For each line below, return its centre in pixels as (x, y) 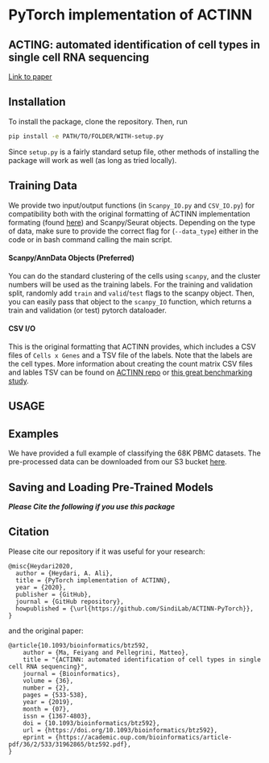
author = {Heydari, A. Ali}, (64, 573)
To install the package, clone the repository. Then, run (98, 121)
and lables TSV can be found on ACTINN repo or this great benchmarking (130, 372)
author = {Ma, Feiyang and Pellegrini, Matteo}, (106, 652)
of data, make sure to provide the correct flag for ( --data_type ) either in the (134, 231)
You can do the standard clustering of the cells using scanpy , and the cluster (134, 275)
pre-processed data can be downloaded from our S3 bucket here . (118, 462)
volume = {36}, (48, 681)
